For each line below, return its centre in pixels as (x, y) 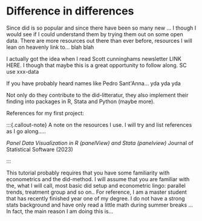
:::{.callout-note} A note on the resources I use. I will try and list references (99, 124)
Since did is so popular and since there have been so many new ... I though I (101, 28)
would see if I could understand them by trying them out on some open (95, 34)
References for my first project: (45, 113)
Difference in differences (70, 11)
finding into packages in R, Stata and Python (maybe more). (81, 101)
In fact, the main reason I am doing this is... (60, 211)
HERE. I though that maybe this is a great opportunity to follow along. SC (96, 65)
